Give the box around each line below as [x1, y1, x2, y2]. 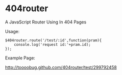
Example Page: [5, 55, 35, 61]
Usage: [5, 28, 20, 34]
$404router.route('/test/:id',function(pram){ [5, 37, 102, 43]
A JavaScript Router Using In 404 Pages [5, 19, 87, 25]
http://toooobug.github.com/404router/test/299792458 [5, 64, 117, 70]
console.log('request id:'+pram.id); [14, 42, 91, 47]
